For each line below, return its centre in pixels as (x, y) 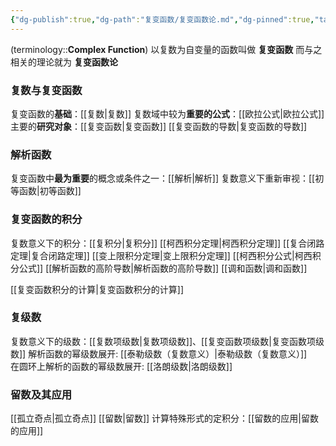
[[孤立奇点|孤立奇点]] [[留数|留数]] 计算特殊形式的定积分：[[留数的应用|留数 (164, 418)
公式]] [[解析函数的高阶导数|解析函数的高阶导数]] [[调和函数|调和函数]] (163, 268)
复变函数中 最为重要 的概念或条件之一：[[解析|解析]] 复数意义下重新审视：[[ (163, 178)
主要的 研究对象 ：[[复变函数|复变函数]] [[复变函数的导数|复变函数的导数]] (159, 126)
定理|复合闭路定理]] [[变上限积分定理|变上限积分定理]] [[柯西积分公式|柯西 (161, 255)
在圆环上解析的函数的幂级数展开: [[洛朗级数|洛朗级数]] (121, 366)
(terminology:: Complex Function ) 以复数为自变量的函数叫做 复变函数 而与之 (166, 49)
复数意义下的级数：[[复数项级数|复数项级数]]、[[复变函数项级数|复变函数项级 (167, 341)
